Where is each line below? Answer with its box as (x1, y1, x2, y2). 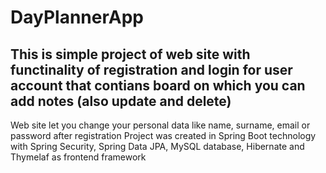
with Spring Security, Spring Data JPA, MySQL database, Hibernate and (10, 141, 305, 152)
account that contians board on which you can (10, 77, 306, 94)
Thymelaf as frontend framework (10, 151, 147, 163)
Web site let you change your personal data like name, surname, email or (10, 119, 311, 131)
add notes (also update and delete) (10, 92, 232, 110)
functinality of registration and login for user (10, 61, 293, 78)
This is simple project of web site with (10, 46, 251, 63)
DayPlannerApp (10, 6, 144, 29)
